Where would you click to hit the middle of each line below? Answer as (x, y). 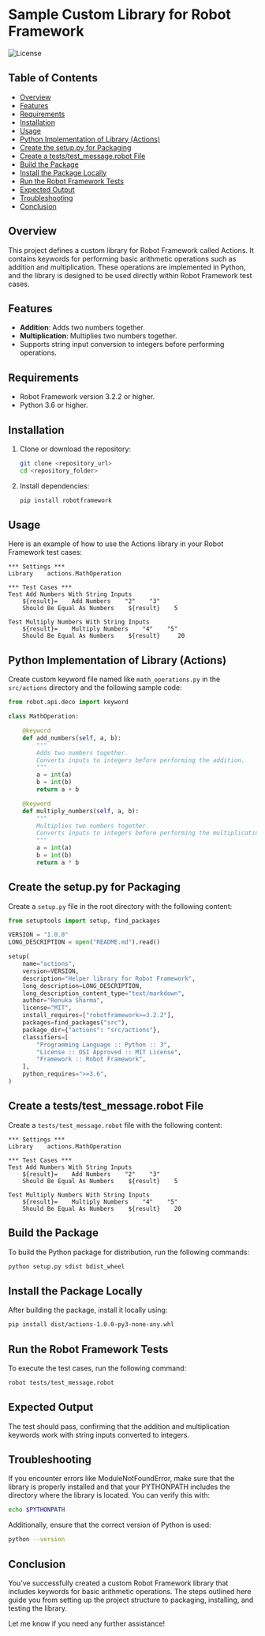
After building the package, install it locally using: (88, 1310)
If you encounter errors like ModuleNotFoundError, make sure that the (121, 1479)
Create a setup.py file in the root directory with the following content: (120, 906)
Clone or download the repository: (75, 449)
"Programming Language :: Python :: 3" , (104, 1045)
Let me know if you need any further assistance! (87, 1623)
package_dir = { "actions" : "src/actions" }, (91, 1030)
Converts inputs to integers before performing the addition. (141, 760)
